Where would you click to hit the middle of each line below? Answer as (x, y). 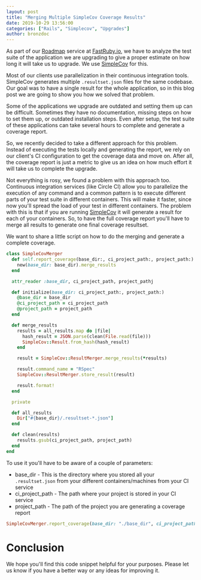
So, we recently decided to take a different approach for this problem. (92, 143)
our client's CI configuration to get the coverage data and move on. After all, (100, 156)
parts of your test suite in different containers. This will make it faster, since (99, 200)
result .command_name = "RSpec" (56, 369)
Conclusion (35, 547)
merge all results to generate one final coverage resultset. (77, 225)
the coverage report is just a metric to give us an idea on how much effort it (99, 162)
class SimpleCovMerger (34, 254)
